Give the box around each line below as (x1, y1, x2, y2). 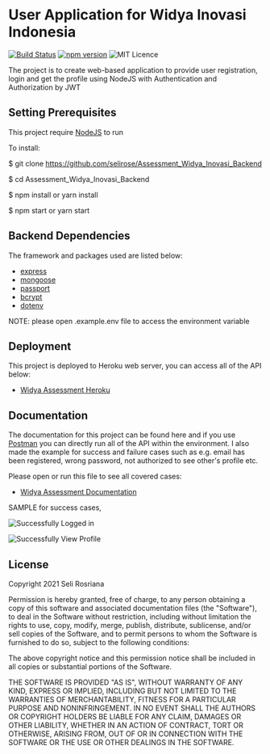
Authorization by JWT (8, 82, 81, 92)
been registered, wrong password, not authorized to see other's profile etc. (8, 456, 259, 465)
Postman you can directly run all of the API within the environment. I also (8, 439, 250, 449)
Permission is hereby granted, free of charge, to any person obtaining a (8, 595, 246, 604)
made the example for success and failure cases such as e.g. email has (8, 447, 246, 457)
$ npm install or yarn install (8, 190, 98, 200)
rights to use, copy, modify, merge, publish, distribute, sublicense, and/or (8, 621, 251, 630)
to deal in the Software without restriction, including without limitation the (8, 612, 251, 621)
